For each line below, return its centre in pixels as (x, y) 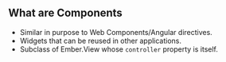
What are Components (66, 13)
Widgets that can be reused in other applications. (100, 41)
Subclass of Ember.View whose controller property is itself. (119, 49)
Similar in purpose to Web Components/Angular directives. (116, 32)
